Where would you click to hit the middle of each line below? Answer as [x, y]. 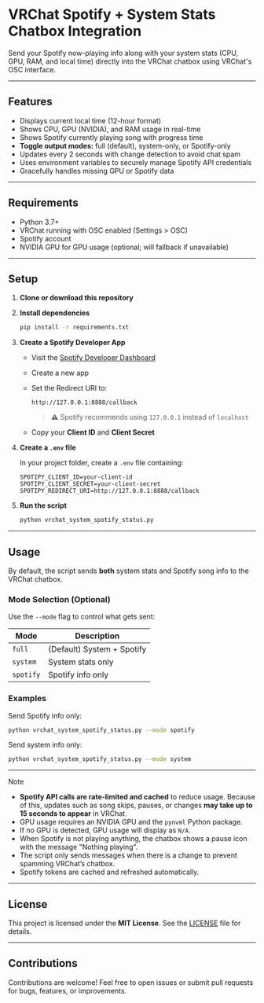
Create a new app [60, 373]
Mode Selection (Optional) [60, 599]
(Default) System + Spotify [97, 649]
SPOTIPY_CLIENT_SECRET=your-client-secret [90, 484]
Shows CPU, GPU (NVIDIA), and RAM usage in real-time [110, 129]
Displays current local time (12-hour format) [90, 120]
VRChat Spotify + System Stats [112, 15]
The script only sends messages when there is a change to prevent [128, 855]
